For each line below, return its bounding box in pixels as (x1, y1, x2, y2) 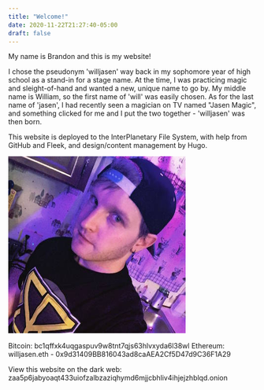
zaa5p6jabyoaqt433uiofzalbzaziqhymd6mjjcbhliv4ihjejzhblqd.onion (8, 373, 229, 383)
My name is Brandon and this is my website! (8, 52, 151, 61)
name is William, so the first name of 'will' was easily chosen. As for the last (8, 92, 254, 101)
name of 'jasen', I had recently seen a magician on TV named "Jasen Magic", (8, 101, 257, 110)
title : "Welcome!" (8, 13, 69, 20)
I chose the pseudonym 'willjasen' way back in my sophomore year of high (8, 67, 251, 76)
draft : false (8, 29, 51, 37)
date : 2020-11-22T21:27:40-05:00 (8, 20, 118, 29)
